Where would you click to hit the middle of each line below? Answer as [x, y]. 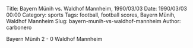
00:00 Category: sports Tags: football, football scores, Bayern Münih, [91, 15]
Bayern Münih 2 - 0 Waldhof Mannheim [54, 39]
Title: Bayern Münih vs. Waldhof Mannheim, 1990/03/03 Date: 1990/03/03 [97, 9]
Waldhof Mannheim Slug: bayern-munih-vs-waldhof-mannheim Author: [94, 21]
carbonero [19, 27]
